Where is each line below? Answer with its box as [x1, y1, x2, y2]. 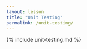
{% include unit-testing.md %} [6, 36, 82, 44]
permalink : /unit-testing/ [6, 20, 74, 26]
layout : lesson [6, 8, 44, 15]
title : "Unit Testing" [6, 14, 63, 20]
